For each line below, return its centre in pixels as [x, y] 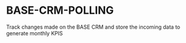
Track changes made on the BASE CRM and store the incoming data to [93, 27]
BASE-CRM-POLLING [60, 10]
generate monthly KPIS [34, 33]
